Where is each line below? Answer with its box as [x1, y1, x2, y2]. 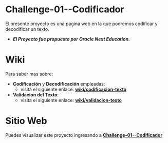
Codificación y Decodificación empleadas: [12, 80, 105, 87]
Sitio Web [5, 115, 47, 127]
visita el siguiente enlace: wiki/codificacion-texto [20, 86, 127, 92]
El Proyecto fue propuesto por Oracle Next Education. [12, 36, 130, 42]
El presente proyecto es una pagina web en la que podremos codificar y [5, 21, 158, 27]
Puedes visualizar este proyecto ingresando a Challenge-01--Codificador [5, 132, 163, 138]
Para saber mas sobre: [5, 71, 53, 77]
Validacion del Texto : [12, 91, 59, 98]
